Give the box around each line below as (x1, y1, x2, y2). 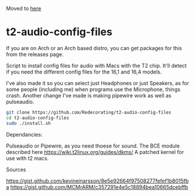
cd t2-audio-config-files (6, 115, 69, 121)
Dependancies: (6, 131, 43, 138)
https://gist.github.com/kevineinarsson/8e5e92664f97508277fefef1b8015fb (6, 177, 189, 184)
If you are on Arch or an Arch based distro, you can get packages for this (6, 44, 183, 51)
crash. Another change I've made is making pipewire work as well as (6, 92, 172, 99)
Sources (6, 166, 26, 173)
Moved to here (6, 5, 42, 12)
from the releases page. (6, 51, 64, 58)
